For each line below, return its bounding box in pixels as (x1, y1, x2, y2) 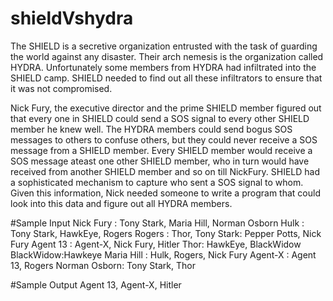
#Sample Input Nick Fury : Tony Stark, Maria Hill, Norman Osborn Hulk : (10, 217, 305, 229)
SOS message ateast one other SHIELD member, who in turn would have (10, 155, 310, 167)
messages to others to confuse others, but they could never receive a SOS (10, 133, 318, 146)
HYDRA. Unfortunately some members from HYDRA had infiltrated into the (10, 61, 317, 73)
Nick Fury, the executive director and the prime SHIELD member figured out (10, 102, 322, 114)
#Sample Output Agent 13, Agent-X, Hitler (10, 278, 182, 291)
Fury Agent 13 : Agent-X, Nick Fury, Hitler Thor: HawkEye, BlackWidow (10, 238, 302, 250)
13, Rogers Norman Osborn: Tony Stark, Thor (10, 259, 196, 271)
